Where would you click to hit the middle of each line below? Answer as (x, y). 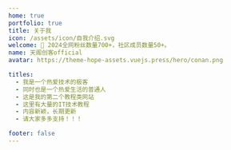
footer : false (32, 134)
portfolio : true (35, 23)
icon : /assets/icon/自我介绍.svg (62, 38)
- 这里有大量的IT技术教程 (52, 105)
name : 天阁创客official (45, 53)
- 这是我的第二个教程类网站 (55, 97)
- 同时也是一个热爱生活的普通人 (61, 89)
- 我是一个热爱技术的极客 (52, 82)
